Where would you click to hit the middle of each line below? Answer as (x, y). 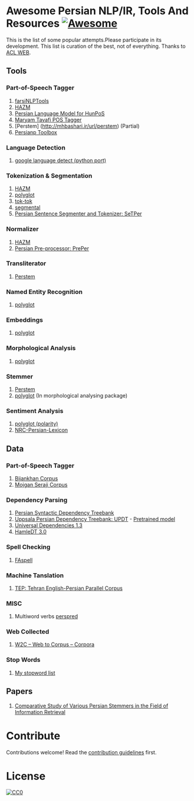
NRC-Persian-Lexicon (41, 430)
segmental (27, 208)
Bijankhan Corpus (36, 478)
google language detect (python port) (60, 160)
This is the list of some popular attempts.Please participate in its (84, 40)
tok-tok (23, 201)
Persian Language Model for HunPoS (60, 113)
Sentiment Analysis (35, 411)
